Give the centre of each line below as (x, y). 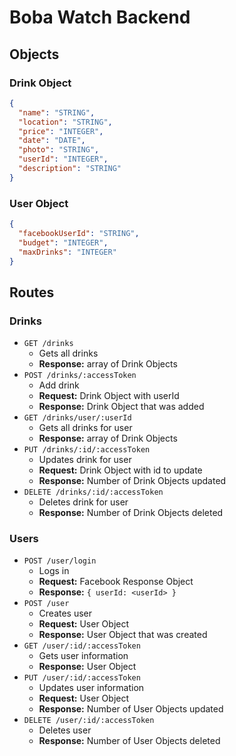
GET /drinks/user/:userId (77, 418)
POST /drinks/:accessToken (80, 376)
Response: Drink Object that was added (121, 407)
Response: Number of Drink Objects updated (132, 481)
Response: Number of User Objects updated (131, 709)
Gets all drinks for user (85, 428)
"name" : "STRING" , (57, 112)
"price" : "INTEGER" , (61, 131)
